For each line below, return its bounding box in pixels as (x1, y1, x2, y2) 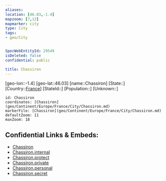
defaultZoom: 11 (5, 113, 39, 118)
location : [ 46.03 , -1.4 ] (5, 12, 55, 17)
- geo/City (5, 35, 28, 40)
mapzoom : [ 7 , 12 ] (5, 16, 39, 21)
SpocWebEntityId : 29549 (5, 48, 55, 53)
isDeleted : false (5, 53, 41, 58)
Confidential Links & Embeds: (5, 131, 99, 139)
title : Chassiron (5, 67, 41, 72)
